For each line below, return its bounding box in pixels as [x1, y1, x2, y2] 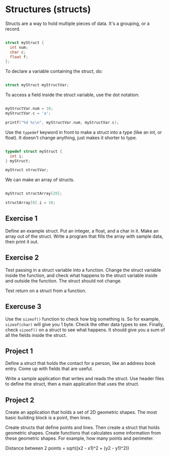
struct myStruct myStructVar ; [5, 82, 70, 88]
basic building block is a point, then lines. [5, 415, 92, 421]
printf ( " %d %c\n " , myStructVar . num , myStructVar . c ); [5, 120, 119, 125]
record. [5, 25, 21, 32]
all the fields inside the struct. [5, 332, 67, 338]
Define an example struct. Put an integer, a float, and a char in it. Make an [5, 227, 159, 234]
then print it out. [5, 238, 39, 245]
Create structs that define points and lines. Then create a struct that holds [5, 424, 160, 431]
